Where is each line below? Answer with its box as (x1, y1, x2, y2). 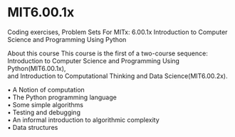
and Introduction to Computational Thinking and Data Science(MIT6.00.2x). (7, 72, 228, 80)
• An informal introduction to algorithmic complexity (7, 115, 160, 124)
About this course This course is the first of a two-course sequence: (7, 49, 208, 57)
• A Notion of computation (7, 85, 85, 94)
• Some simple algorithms (7, 100, 84, 109)
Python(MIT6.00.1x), (7, 64, 66, 72)
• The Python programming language (7, 93, 117, 102)
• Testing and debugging (7, 108, 80, 116)
